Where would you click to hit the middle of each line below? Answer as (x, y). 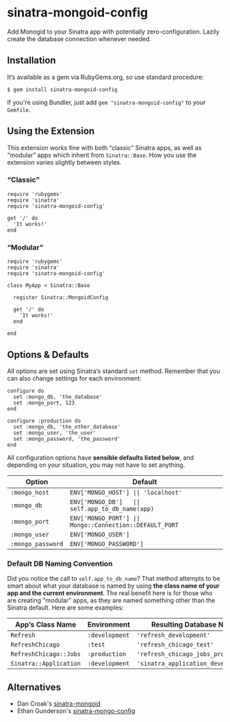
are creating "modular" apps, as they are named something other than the (111, 601)
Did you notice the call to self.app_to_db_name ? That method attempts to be (114, 579)
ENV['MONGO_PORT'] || (105, 518)
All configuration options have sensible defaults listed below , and (100, 457)
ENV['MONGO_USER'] (100, 534)
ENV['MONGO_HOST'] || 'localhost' (126, 492)
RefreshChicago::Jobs (46, 654)
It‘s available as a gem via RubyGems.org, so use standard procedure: (105, 77)
